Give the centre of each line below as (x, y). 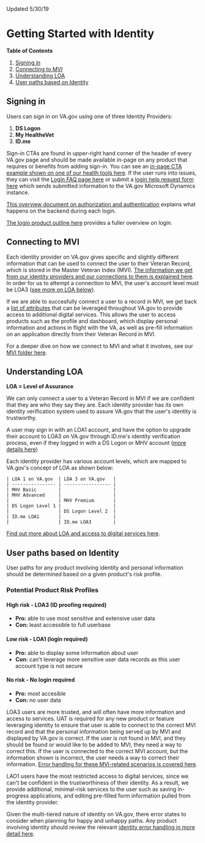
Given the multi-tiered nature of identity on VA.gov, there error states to (96, 814)
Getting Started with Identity (80, 34)
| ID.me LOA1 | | (61, 517)
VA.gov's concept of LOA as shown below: (60, 468)
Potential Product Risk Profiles (53, 590)
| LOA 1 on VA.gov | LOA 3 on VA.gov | (61, 479)
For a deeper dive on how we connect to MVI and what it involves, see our (100, 346)
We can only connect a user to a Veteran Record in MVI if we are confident (100, 398)
